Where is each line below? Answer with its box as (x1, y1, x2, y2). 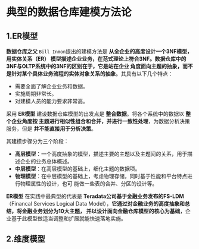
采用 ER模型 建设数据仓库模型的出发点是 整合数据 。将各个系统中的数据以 (6, 111, 185, 117)
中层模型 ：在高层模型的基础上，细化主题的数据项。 (14, 165, 141, 172)
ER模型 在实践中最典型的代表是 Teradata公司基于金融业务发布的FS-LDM (6, 193, 185, 200)
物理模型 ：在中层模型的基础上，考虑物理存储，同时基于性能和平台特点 (14, 173, 188, 179)
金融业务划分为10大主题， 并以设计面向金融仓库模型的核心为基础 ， (21, 207, 186, 215)
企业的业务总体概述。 (20, 158, 73, 165)
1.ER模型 (6, 31, 38, 41)
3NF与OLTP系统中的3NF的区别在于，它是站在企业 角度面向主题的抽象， (6, 63, 183, 70)
